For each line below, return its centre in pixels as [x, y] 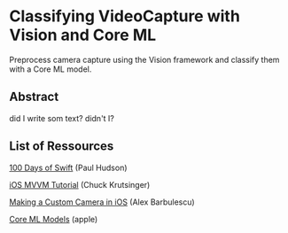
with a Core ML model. [51, 69]
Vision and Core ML [83, 35]
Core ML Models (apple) [54, 219]
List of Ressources [62, 147]
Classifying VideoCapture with [125, 16]
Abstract [34, 97]
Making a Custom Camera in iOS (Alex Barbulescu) [102, 202]
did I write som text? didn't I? [62, 118]
